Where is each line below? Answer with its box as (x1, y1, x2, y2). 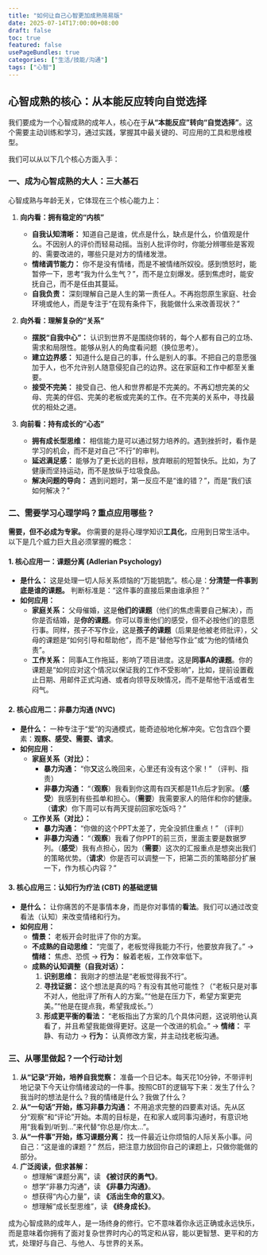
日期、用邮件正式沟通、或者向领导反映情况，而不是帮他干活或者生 (38, 675, 255, 684)
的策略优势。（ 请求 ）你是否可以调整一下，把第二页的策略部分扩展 (43, 853, 257, 862)
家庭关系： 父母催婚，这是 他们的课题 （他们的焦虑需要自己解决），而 (31, 606, 253, 615)
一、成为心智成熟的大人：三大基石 (8, 176, 139, 187)
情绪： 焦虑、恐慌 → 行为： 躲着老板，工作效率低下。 (31, 951, 207, 961)
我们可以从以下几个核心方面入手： (8, 154, 120, 164)
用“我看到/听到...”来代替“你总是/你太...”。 (19, 1122, 153, 1132)
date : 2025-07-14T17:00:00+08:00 (8, 19, 119, 27)
